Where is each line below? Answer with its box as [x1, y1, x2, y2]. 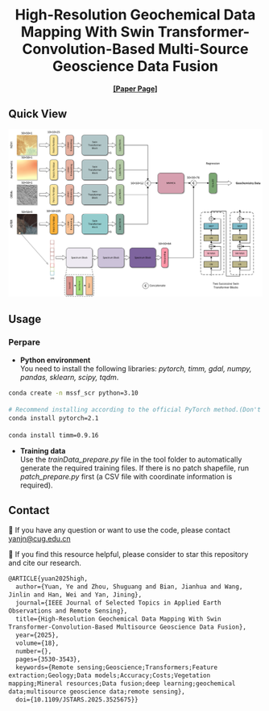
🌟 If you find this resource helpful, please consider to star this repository [8, 549, 249, 558]
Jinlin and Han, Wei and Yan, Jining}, [8, 591, 143, 599]
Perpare [8, 337, 40, 348]
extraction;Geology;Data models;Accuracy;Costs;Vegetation [8, 671, 211, 680]
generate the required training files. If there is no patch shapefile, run [19, 462, 250, 473]
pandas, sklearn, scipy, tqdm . [19, 372, 119, 382]
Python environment [19, 355, 91, 365]
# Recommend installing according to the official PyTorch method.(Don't [8, 406, 262, 414]
